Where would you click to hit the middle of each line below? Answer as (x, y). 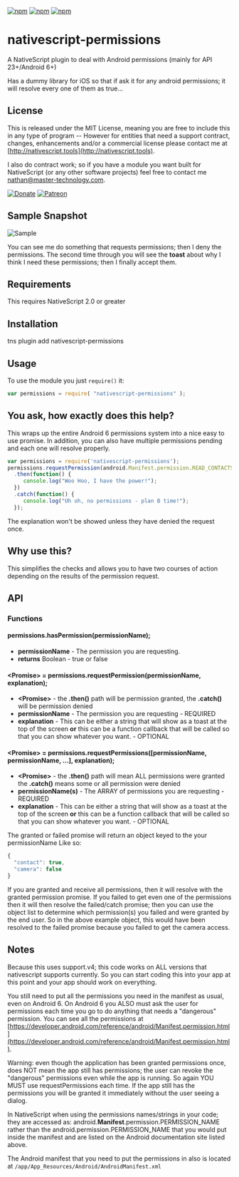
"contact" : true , (39, 863)
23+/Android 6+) (32, 67)
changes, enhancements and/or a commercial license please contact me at (117, 143)
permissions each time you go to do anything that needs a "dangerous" (112, 1011)
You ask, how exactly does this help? (91, 416)
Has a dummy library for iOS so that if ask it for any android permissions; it (117, 81)
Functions (25, 618)
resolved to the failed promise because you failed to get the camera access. (119, 927)
